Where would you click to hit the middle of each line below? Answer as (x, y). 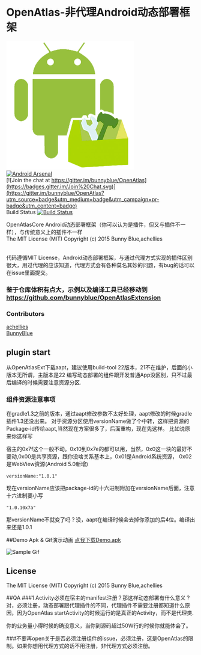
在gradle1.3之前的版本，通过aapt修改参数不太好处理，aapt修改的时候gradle (99, 414)
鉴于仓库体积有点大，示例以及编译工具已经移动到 (77, 289)
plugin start (28, 352)
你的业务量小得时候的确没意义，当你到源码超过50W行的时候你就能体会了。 (99, 626)
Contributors (25, 313)
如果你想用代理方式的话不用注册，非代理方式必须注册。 (85, 646)
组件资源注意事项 (31, 399)
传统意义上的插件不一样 (53, 232)
